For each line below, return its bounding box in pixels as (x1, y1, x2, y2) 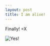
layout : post (5, 7, 32, 12)
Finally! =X (5, 25, 27, 31)
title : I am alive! (5, 12, 46, 17)
